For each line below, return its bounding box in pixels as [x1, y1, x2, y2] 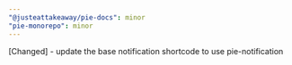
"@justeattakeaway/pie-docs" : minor [8, 12, 146, 22]
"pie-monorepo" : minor [8, 21, 93, 30]
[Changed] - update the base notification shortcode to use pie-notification [8, 45, 284, 56]
